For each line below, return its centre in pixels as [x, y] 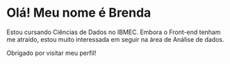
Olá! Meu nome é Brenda [79, 13]
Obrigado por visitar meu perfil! [51, 53]
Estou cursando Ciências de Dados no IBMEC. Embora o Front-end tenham [114, 32]
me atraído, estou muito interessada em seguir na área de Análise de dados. [115, 39]
